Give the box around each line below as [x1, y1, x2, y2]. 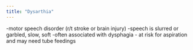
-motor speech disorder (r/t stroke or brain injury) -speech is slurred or [6, 25, 179, 32]
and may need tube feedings [6, 37, 76, 44]
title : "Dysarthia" [6, 8, 54, 15]
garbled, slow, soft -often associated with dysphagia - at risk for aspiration [6, 31, 188, 38]
